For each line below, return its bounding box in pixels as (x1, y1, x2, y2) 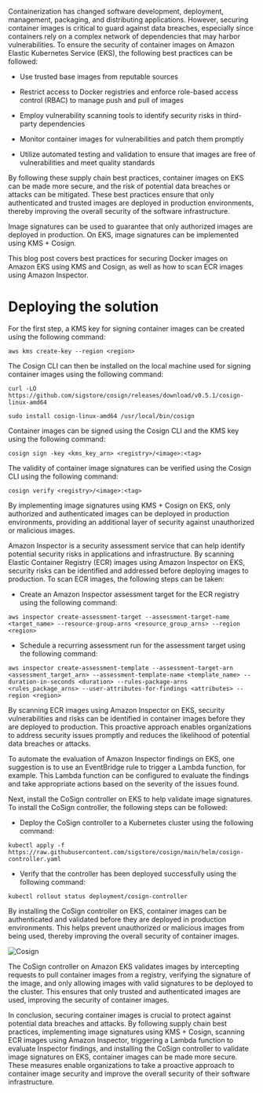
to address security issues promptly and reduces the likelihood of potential (8, 730, 250, 739)
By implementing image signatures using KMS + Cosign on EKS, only (8, 501, 231, 510)
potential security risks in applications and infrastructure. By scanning (8, 549, 235, 559)
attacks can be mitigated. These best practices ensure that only (8, 190, 214, 199)
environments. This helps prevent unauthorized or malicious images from (8, 922, 245, 932)
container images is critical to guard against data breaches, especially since (8, 24, 254, 32)
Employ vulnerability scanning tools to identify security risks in (19, 111, 222, 120)
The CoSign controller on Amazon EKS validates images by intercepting (8, 962, 239, 971)
